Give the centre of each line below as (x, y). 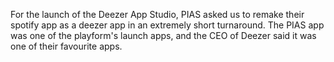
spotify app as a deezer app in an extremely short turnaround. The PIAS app (167, 25)
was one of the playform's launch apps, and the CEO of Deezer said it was (163, 35)
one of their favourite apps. (66, 46)
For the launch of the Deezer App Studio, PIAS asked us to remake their (157, 14)
